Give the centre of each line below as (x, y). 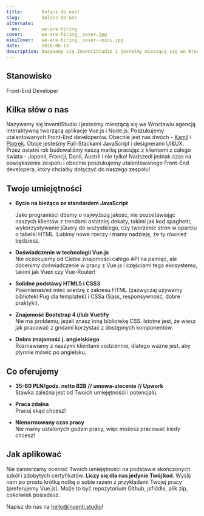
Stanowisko (29, 76)
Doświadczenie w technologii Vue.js (62, 253)
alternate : (20, 23)
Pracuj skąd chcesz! (40, 411)
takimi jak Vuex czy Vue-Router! (55, 272)
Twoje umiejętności (44, 188)
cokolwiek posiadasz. (33, 495)
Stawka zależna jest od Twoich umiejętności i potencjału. (86, 392)
